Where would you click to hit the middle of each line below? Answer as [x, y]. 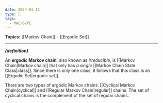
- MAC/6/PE [20, 23]
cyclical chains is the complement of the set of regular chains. [67, 96]
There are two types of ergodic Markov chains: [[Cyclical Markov [70, 85]
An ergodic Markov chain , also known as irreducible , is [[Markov [70, 60]
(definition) [16, 51]
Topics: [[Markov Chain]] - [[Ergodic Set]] [47, 37]
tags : [10, 18]
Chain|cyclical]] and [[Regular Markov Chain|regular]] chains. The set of [77, 90]
